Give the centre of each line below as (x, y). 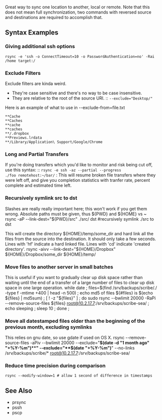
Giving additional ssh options (40, 47)
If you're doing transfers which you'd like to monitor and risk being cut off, (79, 165)
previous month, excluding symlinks (49, 327)
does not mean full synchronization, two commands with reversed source (78, 12)
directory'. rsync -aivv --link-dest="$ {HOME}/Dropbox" (60, 249)
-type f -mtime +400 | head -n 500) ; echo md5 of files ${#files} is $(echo (79, 293)
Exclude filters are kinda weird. (36, 83)
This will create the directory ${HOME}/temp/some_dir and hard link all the (79, 233)
